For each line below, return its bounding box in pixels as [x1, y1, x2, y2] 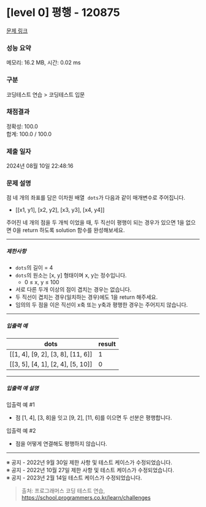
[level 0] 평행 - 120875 [6, 6, 121, 20]
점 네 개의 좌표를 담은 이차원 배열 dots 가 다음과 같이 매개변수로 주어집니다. [6, 194, 186, 201]
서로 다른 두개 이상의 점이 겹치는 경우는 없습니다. [15, 286, 132, 293]
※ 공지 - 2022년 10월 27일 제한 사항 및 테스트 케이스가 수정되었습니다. [6, 467, 175, 474]
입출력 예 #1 [6, 401, 35, 408]
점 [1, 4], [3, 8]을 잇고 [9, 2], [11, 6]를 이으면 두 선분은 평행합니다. [15, 414, 172, 421]
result [98, 340, 116, 348]
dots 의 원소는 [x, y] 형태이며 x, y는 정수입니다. [15, 272, 127, 279]
